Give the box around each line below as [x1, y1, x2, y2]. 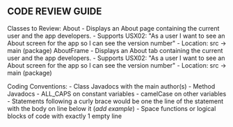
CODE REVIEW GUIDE [7, 6, 102, 17]
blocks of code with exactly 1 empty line [7, 112, 122, 120]
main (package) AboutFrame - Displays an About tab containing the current [7, 46, 223, 54]
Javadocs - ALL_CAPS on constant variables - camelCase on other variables [7, 89, 227, 98]
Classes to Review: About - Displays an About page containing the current [7, 24, 220, 32]
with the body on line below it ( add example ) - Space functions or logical [7, 104, 216, 112]
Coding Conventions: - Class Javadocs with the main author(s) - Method [7, 82, 216, 90]
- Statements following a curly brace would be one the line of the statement [7, 97, 224, 105]
